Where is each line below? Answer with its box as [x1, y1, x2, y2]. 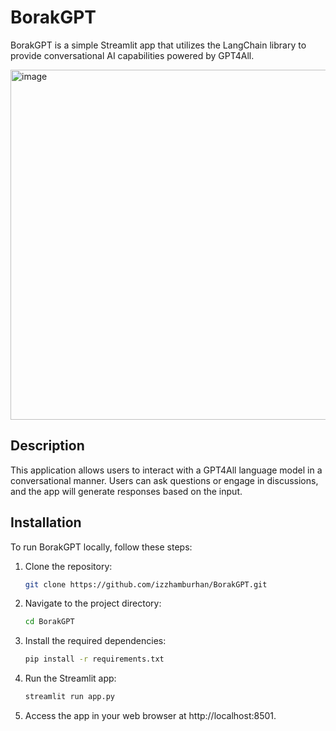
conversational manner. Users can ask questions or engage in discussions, [10, 474, 319, 486]
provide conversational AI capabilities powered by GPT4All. [10, 49, 255, 61]
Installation [10, 514, 82, 531]
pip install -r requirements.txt [24, 654, 165, 665]
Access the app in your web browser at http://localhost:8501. [24, 710, 277, 722]
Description [10, 437, 85, 455]
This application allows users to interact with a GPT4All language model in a [10, 464, 323, 476]
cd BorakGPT [24, 617, 75, 627]
